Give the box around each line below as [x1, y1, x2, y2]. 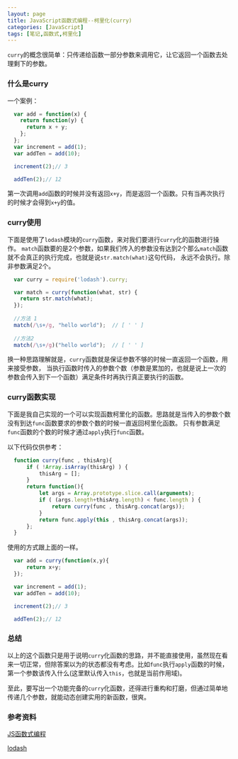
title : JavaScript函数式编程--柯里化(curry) [7, 17, 132, 24]
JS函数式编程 [7, 729, 46, 738]
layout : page [7, 10, 46, 18]
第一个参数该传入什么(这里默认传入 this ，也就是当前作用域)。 [7, 668, 186, 677]
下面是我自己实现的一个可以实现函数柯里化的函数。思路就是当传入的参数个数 [7, 409, 231, 419]
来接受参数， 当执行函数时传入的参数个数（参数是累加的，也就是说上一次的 [7, 364, 227, 372]
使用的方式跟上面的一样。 [7, 543, 82, 552]
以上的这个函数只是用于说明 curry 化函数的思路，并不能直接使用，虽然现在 [7, 650, 222, 660]
